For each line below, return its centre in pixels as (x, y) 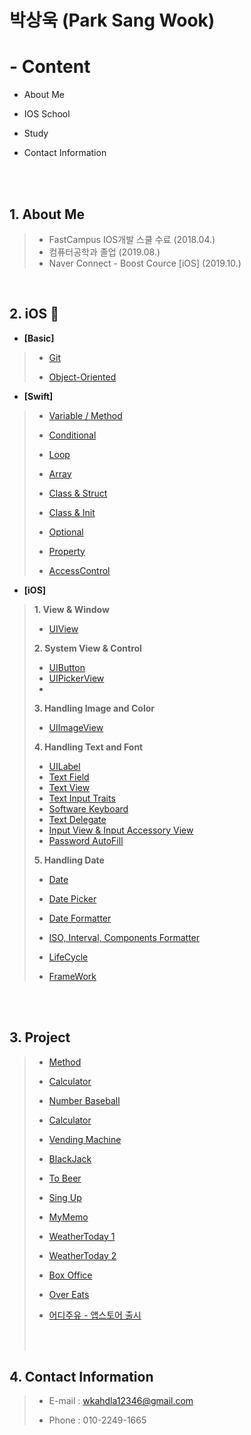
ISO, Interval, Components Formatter (124, 937)
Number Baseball (84, 1100)
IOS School (47, 114)
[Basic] (39, 338)
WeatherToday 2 (82, 1255)
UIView (63, 628)
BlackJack (70, 1158)
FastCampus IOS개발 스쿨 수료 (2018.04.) (132, 239)
